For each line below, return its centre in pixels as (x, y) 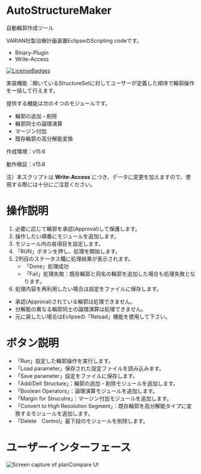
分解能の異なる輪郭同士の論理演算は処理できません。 (81, 309)
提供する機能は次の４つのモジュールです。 (58, 103)
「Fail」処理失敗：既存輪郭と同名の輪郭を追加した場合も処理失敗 (104, 273)
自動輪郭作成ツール (30, 28)
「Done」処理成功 (46, 266)
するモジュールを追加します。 (57, 413)
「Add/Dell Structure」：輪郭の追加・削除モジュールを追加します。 (97, 383)
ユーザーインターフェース (69, 448)
